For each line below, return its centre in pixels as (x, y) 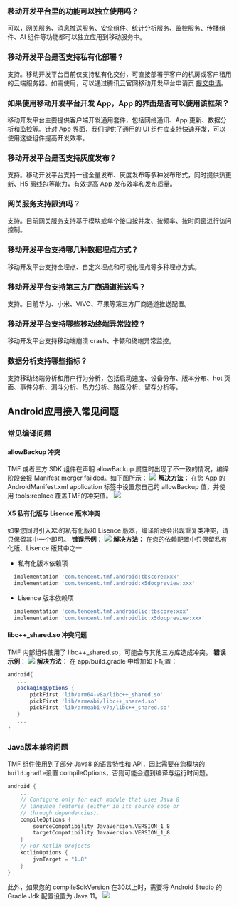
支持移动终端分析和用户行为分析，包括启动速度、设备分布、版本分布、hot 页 (119, 378)
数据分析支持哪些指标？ (47, 361)
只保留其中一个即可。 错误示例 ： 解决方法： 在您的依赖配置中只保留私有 (117, 540)
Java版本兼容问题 (38, 747)
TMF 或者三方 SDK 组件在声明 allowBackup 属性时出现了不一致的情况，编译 (118, 469)
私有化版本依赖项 (43, 563)
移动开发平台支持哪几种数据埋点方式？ (73, 250)
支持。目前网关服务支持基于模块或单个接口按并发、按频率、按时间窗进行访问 (119, 221)
